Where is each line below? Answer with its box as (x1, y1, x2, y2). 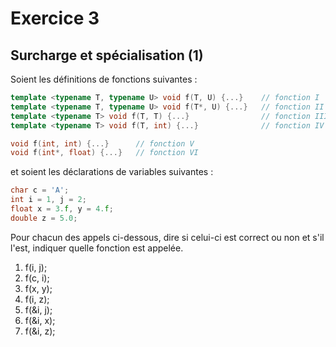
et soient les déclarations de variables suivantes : (10, 166, 214, 178)
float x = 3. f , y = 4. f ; (10, 204, 114, 214)
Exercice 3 (10, 7, 100, 30)
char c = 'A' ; (10, 185, 70, 196)
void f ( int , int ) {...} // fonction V (10, 138, 195, 149)
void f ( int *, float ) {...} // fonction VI (10, 148, 199, 158)
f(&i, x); (24, 314, 56, 326)
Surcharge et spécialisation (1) (10, 47, 204, 64)
